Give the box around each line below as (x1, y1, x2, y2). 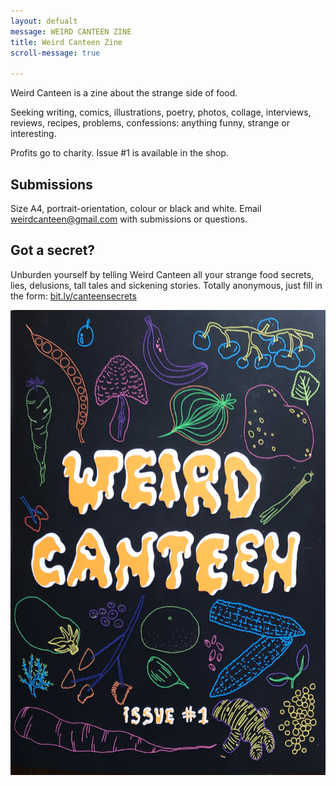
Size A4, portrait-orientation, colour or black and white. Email (10, 202, 262, 214)
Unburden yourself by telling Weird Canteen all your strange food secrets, (10, 268, 315, 280)
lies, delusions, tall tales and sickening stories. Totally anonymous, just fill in (10, 279, 323, 291)
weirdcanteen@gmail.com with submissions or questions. (10, 213, 248, 225)
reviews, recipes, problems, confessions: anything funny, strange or (10, 117, 290, 129)
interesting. (10, 128, 57, 140)
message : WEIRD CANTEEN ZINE (10, 26, 132, 37)
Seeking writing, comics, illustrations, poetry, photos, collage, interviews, (10, 106, 312, 119)
